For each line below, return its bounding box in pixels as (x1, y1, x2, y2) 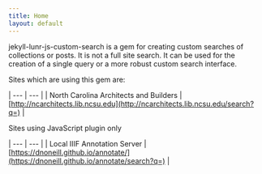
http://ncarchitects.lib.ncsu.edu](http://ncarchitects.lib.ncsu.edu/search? (11, 99, 254, 108)
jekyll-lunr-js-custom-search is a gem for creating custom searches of (8, 41, 244, 51)
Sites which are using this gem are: (8, 74, 126, 84)
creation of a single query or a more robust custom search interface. (8, 58, 238, 69)
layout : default (8, 19, 63, 28)
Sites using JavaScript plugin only (8, 123, 122, 133)
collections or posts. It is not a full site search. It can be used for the (8, 50, 235, 60)
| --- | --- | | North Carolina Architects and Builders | (8, 90, 183, 100)
